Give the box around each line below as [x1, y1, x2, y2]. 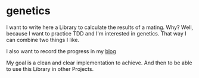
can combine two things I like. [6, 36, 79, 43]
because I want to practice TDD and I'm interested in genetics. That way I [6, 30, 186, 37]
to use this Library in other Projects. [6, 65, 94, 72]
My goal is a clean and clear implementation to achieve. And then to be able [6, 59, 192, 66]
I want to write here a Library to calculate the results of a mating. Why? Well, [6, 24, 194, 31]
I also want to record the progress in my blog [6, 47, 116, 54]
